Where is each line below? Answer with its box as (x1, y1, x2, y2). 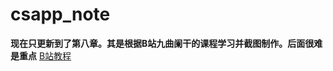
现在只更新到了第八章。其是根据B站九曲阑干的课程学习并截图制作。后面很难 (10, 37, 323, 49)
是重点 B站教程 (10, 49, 72, 62)
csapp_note (10, 3, 111, 26)
